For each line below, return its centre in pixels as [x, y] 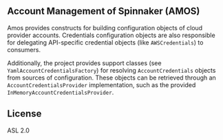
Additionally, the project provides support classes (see [84, 63]
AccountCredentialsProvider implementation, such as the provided [102, 84]
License [24, 114]
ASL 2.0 [18, 130]
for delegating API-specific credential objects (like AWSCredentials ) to [105, 42]
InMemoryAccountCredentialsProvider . [61, 92]
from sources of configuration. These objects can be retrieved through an [112, 78]
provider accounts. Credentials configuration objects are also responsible [111, 35]
